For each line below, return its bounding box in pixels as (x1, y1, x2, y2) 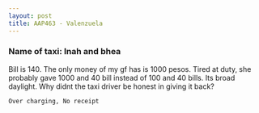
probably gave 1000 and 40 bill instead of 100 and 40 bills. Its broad (8, 73, 236, 82)
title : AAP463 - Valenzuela (8, 19, 104, 27)
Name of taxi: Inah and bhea (8, 46, 121, 57)
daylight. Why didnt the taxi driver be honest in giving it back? (8, 82, 214, 91)
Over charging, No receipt (8, 97, 100, 105)
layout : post (8, 11, 53, 20)
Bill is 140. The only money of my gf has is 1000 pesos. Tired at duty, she (8, 64, 252, 73)
